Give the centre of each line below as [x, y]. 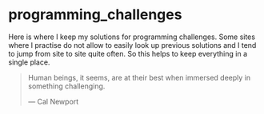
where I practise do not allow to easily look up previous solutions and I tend [132, 45]
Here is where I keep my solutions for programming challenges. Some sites [132, 37]
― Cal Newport [53, 101]
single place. [29, 62]
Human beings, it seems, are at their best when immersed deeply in [139, 77]
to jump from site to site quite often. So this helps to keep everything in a [128, 53]
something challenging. [66, 86]
